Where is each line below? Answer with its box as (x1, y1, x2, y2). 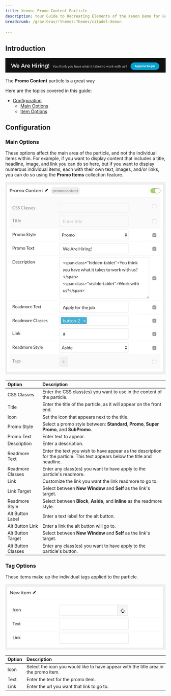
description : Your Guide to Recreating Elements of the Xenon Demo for (5, 13, 160, 19)
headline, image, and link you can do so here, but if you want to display (5, 161, 155, 167)
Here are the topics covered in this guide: (5, 87, 92, 94)
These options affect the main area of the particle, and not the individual (5, 150, 157, 156)
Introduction (5, 44, 46, 53)
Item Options (20, 108, 47, 115)
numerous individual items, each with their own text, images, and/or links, (5, 166, 159, 172)
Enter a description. (42, 440, 83, 447)
